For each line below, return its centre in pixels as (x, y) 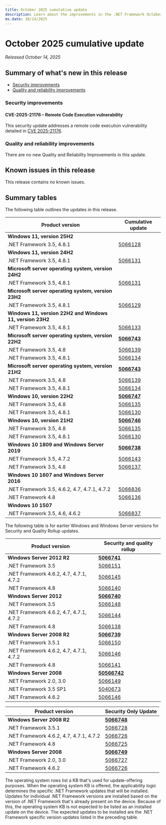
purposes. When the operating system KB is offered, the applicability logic (81, 786)
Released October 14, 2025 (33, 57)
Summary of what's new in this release (66, 73)
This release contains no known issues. (45, 182)
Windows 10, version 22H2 (41, 396)
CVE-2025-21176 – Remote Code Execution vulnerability (64, 115)
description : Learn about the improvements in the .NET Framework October (84, 14)
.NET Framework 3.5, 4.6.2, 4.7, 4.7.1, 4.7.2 (59, 489)
